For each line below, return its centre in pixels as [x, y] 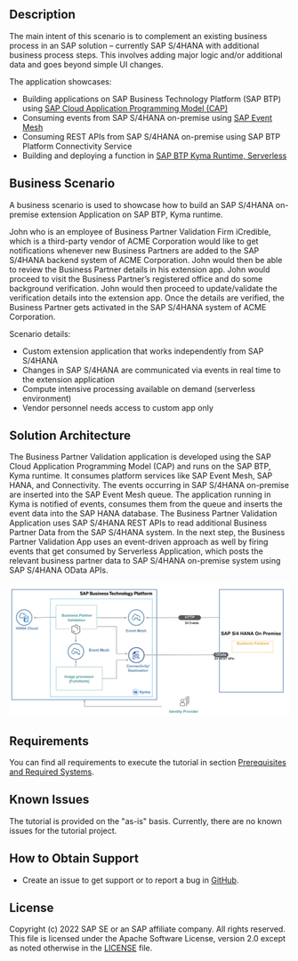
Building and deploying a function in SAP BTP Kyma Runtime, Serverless [154, 156]
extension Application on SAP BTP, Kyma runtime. [132, 214]
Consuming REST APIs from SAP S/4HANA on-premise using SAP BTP [151, 136]
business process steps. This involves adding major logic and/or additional [146, 55]
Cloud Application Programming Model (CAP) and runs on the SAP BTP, [140, 467]
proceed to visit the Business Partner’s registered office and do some [136, 278]
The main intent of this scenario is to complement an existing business [138, 36]
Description [42, 15]
